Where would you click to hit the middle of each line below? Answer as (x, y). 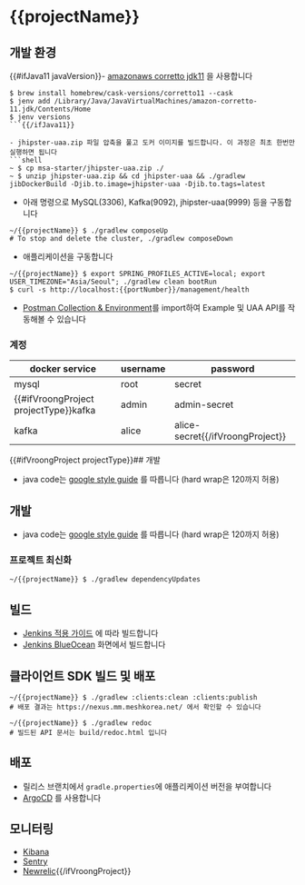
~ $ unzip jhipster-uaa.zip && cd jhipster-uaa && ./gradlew (128, 176)
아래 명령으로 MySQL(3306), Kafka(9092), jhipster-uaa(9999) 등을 (145, 202)
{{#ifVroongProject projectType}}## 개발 (85, 460)
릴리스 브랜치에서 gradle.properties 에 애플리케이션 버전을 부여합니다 (147, 786)
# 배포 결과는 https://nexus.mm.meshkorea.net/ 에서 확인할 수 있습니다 (135, 707)
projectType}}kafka (55, 411)
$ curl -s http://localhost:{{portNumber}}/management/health (129, 290)
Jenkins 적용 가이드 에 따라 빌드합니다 (90, 633)
